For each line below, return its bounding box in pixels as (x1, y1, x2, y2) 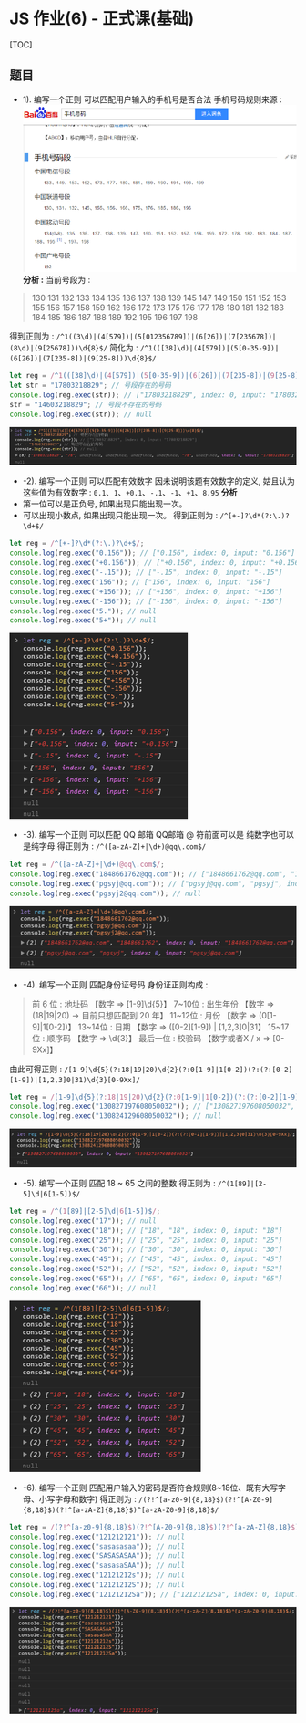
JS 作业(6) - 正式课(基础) (9, 8, 195, 29)
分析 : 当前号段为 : (22, 275, 91, 286)
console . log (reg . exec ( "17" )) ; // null (9, 1216, 157, 1226)
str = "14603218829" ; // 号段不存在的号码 (9, 400, 162, 409)
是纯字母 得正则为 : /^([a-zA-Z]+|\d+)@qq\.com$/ (22, 841, 207, 851)
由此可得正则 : (9, 1063, 62, 1074)
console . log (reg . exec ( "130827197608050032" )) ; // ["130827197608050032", (9, 1102, 296, 1112)
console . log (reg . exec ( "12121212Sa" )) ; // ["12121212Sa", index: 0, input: (9, 1590, 300, 1599)
